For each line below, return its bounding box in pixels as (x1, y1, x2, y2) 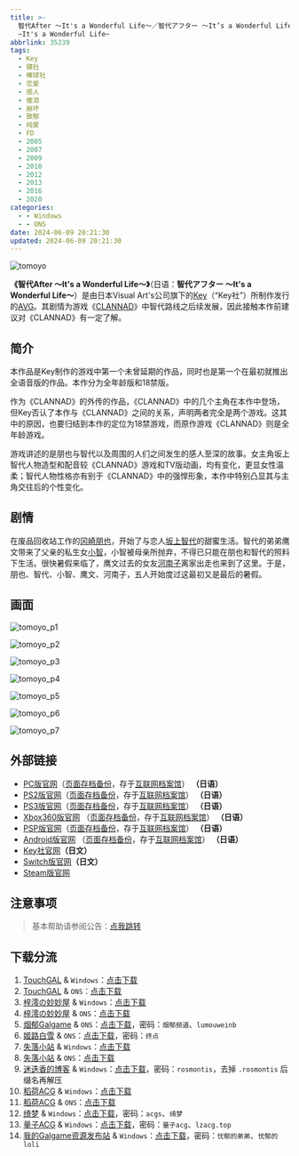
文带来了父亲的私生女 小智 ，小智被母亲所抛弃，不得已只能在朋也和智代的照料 (10, 546, 290, 557)
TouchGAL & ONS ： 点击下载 (22, 986, 122, 997)
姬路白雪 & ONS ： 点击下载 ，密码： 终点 (22, 1031, 159, 1041)
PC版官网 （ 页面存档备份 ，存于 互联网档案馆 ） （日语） (22, 778, 223, 789)
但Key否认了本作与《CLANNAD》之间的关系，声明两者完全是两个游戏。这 (10, 407, 280, 418)
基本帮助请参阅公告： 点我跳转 (31, 921, 141, 932)
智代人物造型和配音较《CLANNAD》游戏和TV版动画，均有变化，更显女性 (10, 460, 277, 470)
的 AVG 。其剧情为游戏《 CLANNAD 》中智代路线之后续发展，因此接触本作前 (10, 301, 282, 312)
